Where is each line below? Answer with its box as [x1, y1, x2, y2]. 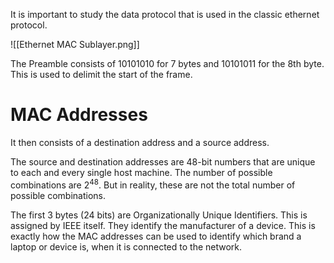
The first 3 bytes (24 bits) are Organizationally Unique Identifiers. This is [10, 209, 308, 221]
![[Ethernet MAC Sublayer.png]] [10, 39, 140, 50]
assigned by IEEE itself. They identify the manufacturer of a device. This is [10, 219, 316, 231]
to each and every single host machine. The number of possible [10, 166, 273, 178]
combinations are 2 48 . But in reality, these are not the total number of [10, 177, 296, 191]
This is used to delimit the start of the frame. [10, 69, 193, 80]
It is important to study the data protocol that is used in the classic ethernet [10, 9, 320, 20]
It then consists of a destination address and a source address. [10, 136, 270, 148]
